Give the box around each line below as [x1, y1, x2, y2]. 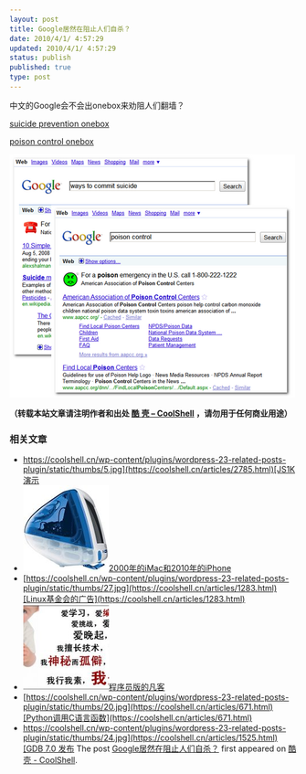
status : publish [9, 53, 71, 63]
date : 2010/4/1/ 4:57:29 [9, 34, 104, 43]
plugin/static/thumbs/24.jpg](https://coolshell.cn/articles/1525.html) [22, 732, 279, 744]
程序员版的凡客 [108, 682, 165, 693]
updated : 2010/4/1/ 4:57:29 [9, 44, 117, 53]
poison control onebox [9, 135, 94, 146]
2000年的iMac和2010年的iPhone [108, 563, 232, 574]
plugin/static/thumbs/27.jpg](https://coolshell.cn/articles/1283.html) [22, 583, 278, 594]
